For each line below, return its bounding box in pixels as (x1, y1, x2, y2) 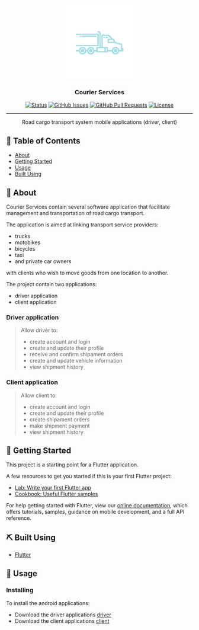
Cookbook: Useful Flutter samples (14, 491, 98, 498)
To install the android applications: (6, 599, 90, 606)
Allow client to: (20, 392, 57, 399)
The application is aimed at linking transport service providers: (6, 221, 159, 228)
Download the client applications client (14, 617, 110, 624)
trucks (14, 232, 31, 239)
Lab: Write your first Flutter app (14, 484, 92, 491)
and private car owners (14, 257, 72, 265)
